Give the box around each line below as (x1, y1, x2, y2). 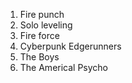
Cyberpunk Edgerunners (19, 40, 122, 52)
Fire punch (19, 9, 65, 20)
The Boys (19, 51, 60, 63)
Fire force (19, 30, 60, 41)
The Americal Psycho (19, 62, 109, 73)
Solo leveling (19, 19, 73, 31)
